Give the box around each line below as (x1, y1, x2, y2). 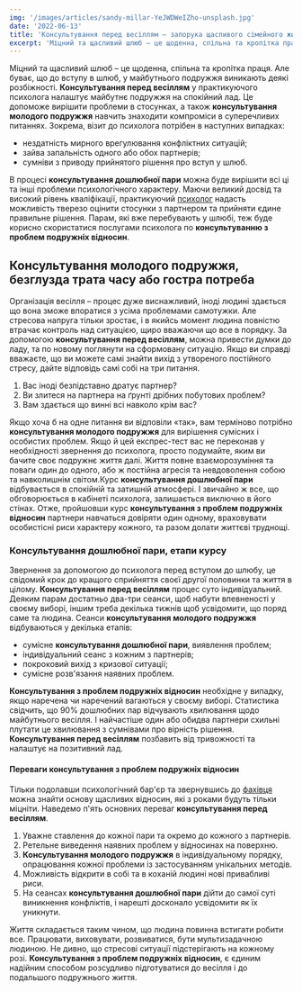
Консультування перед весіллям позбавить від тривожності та (9, 734, 256, 744)
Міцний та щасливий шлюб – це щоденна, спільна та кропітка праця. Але (9, 63, 290, 74)
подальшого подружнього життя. (9, 971, 138, 982)
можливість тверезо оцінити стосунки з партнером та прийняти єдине (9, 203, 281, 214)
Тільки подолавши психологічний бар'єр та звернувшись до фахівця (9, 784, 272, 795)
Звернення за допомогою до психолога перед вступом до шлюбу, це (9, 564, 276, 576)
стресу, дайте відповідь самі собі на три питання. (9, 363, 200, 374)
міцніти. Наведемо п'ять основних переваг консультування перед (9, 803, 268, 814)
